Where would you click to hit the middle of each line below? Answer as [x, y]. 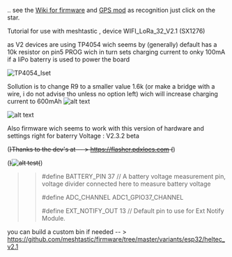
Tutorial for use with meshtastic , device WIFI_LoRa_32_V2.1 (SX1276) [106, 31]
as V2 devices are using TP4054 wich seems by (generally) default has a [112, 44]
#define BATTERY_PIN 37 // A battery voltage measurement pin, [134, 176]
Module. [54, 218]
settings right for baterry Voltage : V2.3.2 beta [73, 136]
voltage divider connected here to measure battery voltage [126, 184]
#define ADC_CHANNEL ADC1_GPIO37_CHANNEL [113, 197]
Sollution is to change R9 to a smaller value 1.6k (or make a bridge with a [111, 86]
